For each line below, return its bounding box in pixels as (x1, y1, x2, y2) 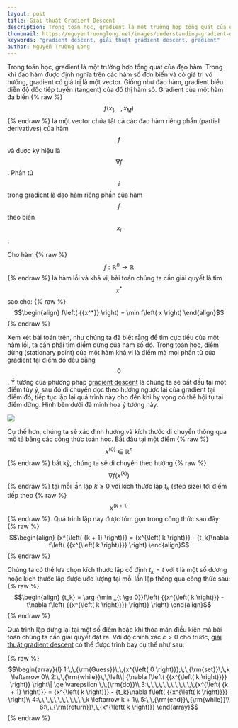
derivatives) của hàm (7, 124, 69, 132)
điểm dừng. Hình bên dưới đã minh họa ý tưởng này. (7, 400, 159, 409)
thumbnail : (7, 30, 40, 38)
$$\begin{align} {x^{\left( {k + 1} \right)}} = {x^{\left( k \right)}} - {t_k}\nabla (9, 533, 229, 542)
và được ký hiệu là (7, 146, 61, 154)
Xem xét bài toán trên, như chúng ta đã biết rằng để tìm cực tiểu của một (7, 333, 220, 341)
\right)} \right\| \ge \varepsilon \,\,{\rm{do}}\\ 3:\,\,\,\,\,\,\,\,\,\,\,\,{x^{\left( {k (9, 681, 229, 689)
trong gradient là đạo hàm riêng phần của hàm (7, 190, 143, 199)
